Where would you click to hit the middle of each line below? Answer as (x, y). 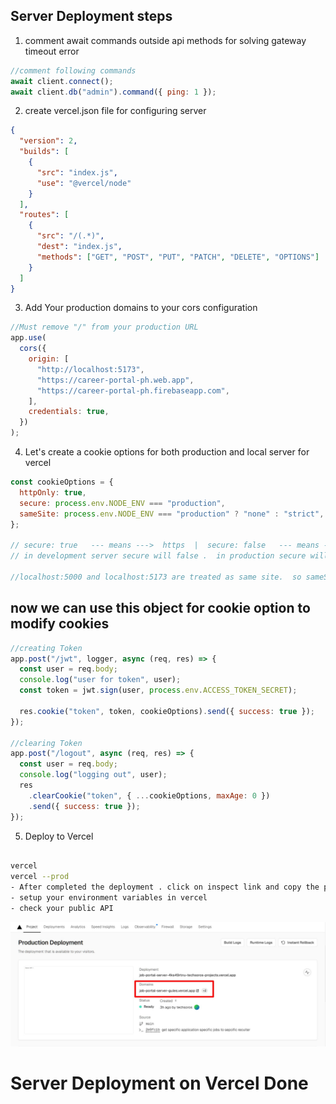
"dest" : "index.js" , (79, 247)
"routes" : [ (44, 215)
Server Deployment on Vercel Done (159, 1083)
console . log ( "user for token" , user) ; (100, 680)
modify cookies (60, 624)
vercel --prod (40, 877)
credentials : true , (69, 412)
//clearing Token (46, 743)
